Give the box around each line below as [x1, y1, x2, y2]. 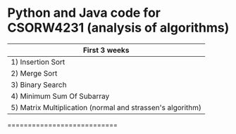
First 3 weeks [82, 45, 130, 55]
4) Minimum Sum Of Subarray [11, 91, 110, 101]
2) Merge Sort [11, 68, 58, 78]
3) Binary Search [11, 79, 67, 89]
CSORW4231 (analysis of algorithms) [7, 20, 230, 36]
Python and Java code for [7, 5, 161, 21]
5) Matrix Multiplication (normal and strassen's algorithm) [11, 102, 202, 112]
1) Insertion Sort [11, 57, 66, 67]
